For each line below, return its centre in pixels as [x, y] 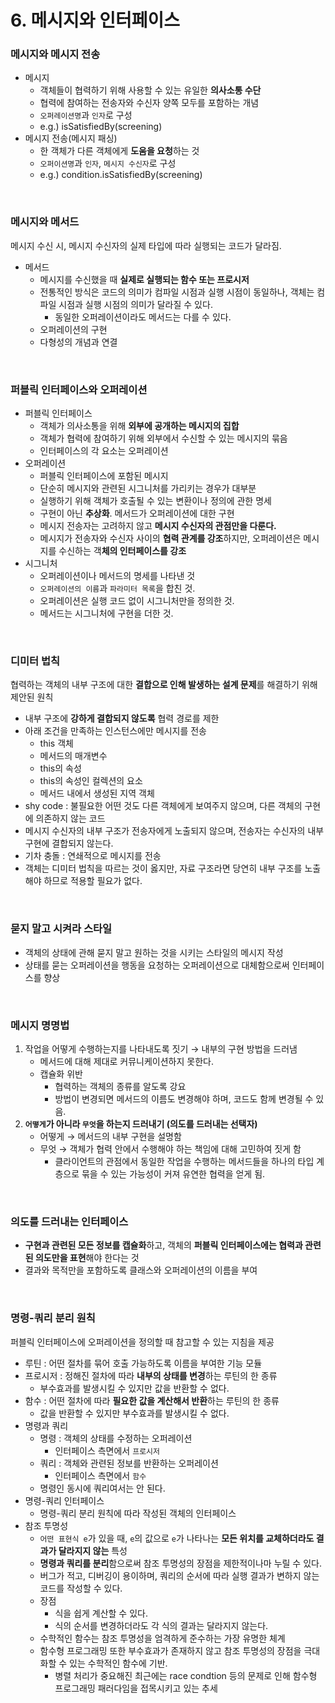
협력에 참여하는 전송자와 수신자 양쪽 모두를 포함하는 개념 [149, 103]
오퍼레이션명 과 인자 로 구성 [86, 115]
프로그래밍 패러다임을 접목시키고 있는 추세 [136, 1688]
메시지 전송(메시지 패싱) [71, 138]
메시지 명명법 [40, 1025]
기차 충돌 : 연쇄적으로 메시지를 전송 [93, 856]
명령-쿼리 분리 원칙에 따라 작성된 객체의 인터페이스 [138, 1513]
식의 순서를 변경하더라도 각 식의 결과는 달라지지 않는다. [161, 1625]
